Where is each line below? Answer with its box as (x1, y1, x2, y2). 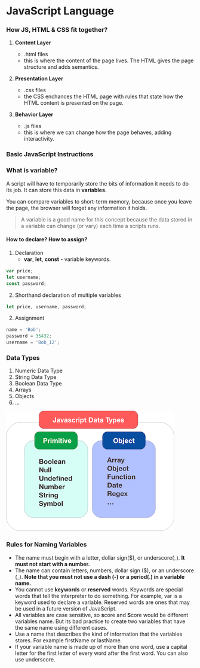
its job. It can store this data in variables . (6, 186, 107, 193)
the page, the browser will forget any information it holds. (6, 204, 147, 211)
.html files (23, 51, 48, 58)
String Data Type (14, 374, 57, 381)
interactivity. (23, 135, 55, 142)
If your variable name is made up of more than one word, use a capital (14, 643, 187, 650)
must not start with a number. (14, 560, 91, 567)
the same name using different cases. (14, 624, 108, 631)
